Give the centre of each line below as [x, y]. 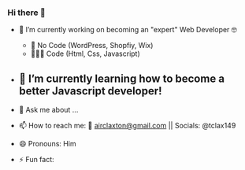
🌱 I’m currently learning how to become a [122, 78]
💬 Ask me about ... [48, 110]
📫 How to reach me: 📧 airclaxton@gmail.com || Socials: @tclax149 [127, 126]
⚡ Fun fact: [36, 160]
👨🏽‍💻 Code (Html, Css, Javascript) [85, 54]
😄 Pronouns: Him [47, 144]
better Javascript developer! [90, 91]
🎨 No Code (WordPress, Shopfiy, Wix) [92, 46]
